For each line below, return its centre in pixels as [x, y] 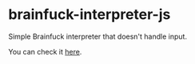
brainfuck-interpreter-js [90, 15]
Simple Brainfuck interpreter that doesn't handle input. [98, 36]
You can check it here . [45, 51]
